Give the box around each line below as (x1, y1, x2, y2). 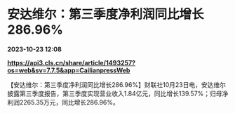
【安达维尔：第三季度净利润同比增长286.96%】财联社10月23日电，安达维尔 (7, 80, 227, 88)
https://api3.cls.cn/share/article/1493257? (7, 58, 135, 67)
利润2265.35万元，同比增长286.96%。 (7, 98, 119, 106)
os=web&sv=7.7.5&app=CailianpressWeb (7, 66, 130, 74)
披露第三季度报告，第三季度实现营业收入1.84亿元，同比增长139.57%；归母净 (7, 89, 229, 98)
